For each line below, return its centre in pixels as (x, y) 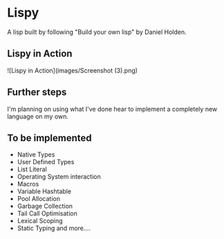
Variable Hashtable (44, 191)
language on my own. (38, 116)
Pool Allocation (39, 199)
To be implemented (49, 138)
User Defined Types (46, 162)
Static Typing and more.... (54, 228)
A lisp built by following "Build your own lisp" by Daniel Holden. (97, 32)
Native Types (36, 154)
